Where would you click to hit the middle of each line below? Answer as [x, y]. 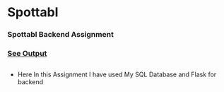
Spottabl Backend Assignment [61, 35]
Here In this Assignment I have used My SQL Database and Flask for [117, 74]
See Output [27, 54]
